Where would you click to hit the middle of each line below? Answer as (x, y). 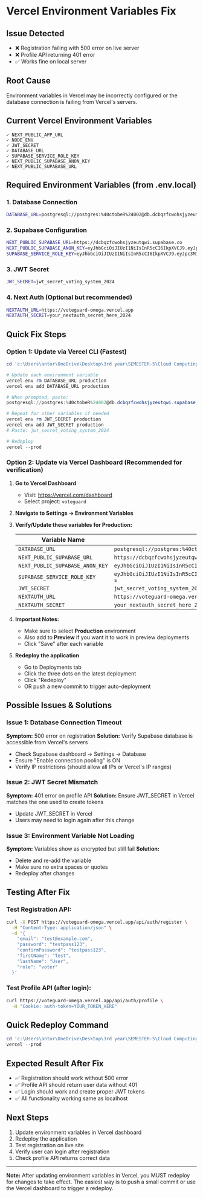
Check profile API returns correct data (63, 1158)
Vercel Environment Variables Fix (91, 11)
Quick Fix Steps (36, 334)
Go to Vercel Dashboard (46, 483)
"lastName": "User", (43, 961)
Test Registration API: (39, 909)
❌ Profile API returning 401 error (55, 55)
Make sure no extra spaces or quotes (61, 867)
